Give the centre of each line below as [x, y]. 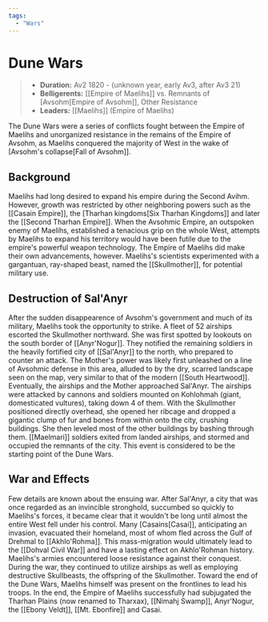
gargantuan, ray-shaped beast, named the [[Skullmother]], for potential [125, 265]
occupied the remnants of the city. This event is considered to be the [122, 445]
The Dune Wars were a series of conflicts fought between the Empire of [127, 126]
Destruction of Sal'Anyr [68, 298]
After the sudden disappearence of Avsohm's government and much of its [130, 318]
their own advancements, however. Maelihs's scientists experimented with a [134, 256]
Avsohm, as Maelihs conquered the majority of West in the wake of [119, 143]
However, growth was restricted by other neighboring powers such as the [130, 205]
